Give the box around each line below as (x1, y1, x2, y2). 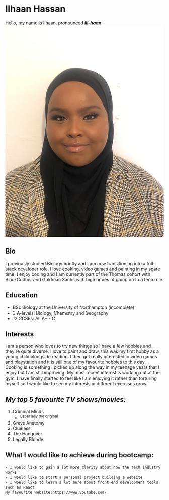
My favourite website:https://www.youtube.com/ (5, 490, 107, 495)
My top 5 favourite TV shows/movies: (5, 395, 126, 404)
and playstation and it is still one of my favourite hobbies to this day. (5, 359, 146, 365)
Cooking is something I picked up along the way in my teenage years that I (5, 364, 160, 370)
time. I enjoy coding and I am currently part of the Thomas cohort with (5, 271, 151, 277)
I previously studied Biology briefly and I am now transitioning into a (5, 260, 146, 266)
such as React (5, 485, 35, 490)
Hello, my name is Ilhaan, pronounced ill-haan (5, 20, 102, 26)
